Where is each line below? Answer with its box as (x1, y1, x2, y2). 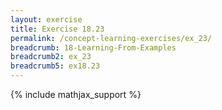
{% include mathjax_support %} (10, 89, 142, 100)
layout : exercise (10, 14, 83, 25)
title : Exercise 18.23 (10, 24, 105, 34)
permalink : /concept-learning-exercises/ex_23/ (10, 33, 213, 43)
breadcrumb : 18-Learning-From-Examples (10, 42, 177, 53)
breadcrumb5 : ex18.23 (10, 61, 101, 71)
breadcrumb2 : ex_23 (10, 52, 92, 62)
